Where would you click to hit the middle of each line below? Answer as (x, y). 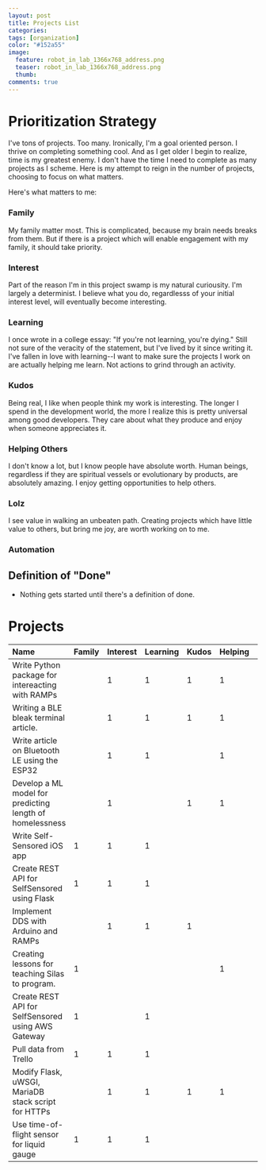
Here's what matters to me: (53, 192)
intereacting (34, 685)
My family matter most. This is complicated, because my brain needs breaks (133, 230)
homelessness (39, 822)
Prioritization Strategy (82, 121)
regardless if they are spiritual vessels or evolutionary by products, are (123, 474)
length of (29, 813)
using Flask (33, 898)
